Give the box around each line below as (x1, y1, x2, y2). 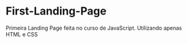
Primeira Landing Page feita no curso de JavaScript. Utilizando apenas (5, 24, 183, 31)
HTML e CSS (5, 30, 38, 38)
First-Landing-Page (5, 4, 107, 18)
